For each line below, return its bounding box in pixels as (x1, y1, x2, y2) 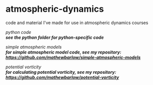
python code (5, 29, 31, 35)
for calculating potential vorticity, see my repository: (5, 69, 117, 75)
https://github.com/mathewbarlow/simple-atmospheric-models (5, 54, 141, 60)
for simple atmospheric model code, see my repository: (5, 49, 122, 55)
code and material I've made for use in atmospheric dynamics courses (5, 20, 149, 26)
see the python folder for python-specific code (5, 34, 104, 40)
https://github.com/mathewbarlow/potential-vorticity (5, 74, 120, 80)
